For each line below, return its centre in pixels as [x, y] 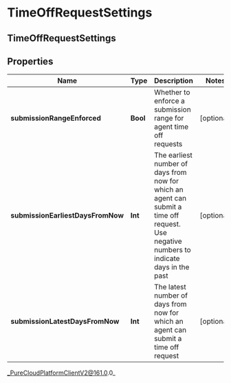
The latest [170, 287]
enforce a [169, 101]
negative [168, 241]
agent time [171, 127]
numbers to [172, 250]
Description [174, 81]
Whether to [172, 92]
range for [169, 118]
